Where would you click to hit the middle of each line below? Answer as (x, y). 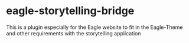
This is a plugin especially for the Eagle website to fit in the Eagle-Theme (94, 27)
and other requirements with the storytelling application (74, 33)
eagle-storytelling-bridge (70, 11)
